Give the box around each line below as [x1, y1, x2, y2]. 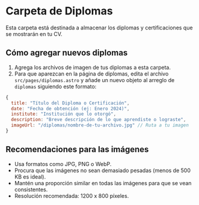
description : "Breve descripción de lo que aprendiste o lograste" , [11, 117, 186, 123]
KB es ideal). [14, 173, 46, 180]
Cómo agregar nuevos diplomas [5, 48, 128, 58]
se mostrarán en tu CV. [5, 30, 63, 37]
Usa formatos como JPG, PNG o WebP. [14, 160, 112, 167]
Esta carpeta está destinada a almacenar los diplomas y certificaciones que [5, 24, 193, 31]
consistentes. [14, 186, 48, 193]
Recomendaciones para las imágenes [5, 144, 149, 155]
